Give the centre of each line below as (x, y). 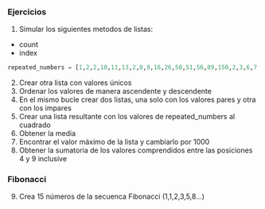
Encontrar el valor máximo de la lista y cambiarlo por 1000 (114, 142)
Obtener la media (47, 134)
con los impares (45, 108)
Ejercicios (27, 12)
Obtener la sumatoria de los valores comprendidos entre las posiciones (136, 150)
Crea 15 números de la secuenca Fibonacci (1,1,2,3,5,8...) (111, 196)
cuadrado (35, 125)
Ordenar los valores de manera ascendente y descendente (115, 91)
